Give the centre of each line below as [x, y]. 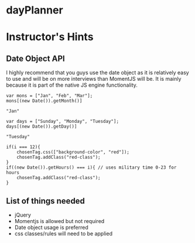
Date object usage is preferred [52, 227]
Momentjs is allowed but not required [59, 221]
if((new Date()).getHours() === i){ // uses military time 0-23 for [91, 167]
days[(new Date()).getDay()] [42, 126]
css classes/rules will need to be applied [64, 234]
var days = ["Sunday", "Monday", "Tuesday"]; [62, 121]
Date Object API [36, 58]
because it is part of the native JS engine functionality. [72, 85]
